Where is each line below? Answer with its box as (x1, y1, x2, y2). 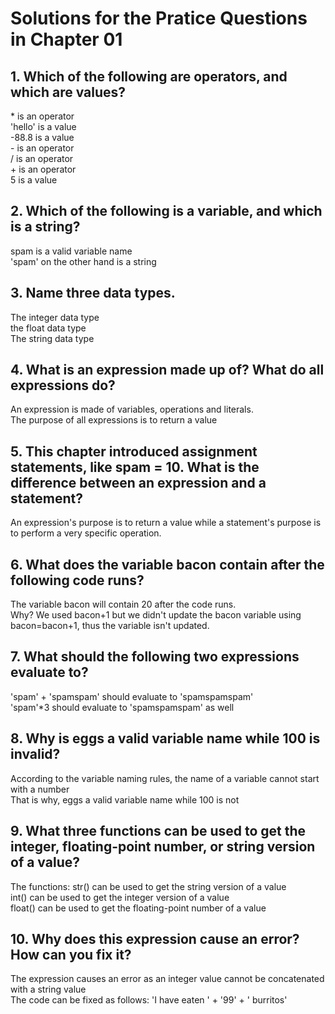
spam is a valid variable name (10, 245, 133, 257)
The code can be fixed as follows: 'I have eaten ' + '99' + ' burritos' (10, 994, 288, 1006)
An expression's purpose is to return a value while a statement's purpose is (10, 517, 322, 529)
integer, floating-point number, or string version (10, 838, 316, 856)
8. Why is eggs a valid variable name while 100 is (10, 730, 321, 747)
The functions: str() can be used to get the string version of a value (10, 880, 287, 892)
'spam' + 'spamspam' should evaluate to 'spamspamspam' (10, 690, 254, 702)
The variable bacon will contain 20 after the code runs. (10, 598, 237, 611)
